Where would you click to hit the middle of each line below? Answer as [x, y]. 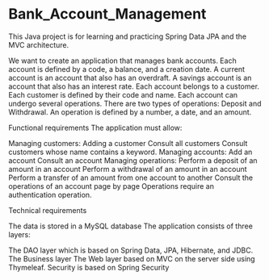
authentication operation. [50, 194]
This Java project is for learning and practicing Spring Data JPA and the [128, 36]
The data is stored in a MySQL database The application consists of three [130, 226]
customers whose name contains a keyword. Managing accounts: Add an [130, 152]
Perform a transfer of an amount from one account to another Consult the [130, 178]
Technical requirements [48, 210]
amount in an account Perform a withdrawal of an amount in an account [128, 169]
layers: [19, 234]
